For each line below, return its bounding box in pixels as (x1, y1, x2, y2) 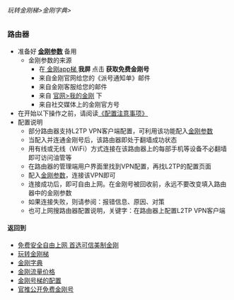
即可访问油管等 (28, 153, 72, 161)
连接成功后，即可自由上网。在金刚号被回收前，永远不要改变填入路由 (28, 180, 227, 188)
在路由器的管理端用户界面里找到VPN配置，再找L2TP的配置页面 (28, 162, 212, 171)
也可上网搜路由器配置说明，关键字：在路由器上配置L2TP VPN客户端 (28, 206, 226, 214)
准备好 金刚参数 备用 (17, 47, 77, 55)
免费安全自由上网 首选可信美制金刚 (17, 241, 119, 249)
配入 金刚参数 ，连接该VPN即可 (28, 171, 116, 179)
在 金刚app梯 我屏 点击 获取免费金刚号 (38, 64, 150, 73)
